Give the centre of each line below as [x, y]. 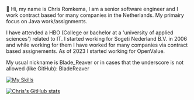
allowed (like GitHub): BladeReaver [48, 69]
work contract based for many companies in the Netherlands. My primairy [95, 15]
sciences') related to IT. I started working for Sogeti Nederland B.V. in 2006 [97, 39]
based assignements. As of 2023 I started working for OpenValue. [86, 51]
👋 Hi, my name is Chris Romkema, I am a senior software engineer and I [92, 9]
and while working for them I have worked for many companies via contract [97, 45]
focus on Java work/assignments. [47, 21]
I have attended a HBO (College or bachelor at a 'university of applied [90, 33]
